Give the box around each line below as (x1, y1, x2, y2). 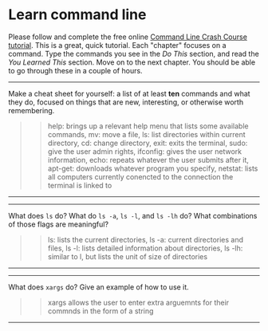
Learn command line (8, 6, 147, 24)
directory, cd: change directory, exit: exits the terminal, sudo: (47, 138, 248, 148)
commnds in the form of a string (47, 305, 154, 316)
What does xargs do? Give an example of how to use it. (8, 282, 189, 292)
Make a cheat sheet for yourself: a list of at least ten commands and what (8, 89, 250, 98)
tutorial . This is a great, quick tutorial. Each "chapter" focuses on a (8, 40, 227, 49)
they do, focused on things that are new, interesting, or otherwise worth (8, 97, 244, 107)
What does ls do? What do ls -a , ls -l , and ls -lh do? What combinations (8, 211, 258, 220)
